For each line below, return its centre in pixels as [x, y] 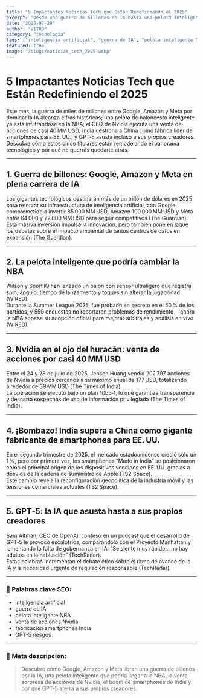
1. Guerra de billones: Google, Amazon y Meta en [100, 174]
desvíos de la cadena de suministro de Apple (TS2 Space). [79, 474]
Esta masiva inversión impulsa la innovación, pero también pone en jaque [97, 224]
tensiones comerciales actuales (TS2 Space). [63, 486]
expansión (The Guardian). [40, 237]
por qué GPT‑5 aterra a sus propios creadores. [79, 688]
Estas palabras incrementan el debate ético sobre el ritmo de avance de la [98, 561]
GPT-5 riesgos [33, 635]
